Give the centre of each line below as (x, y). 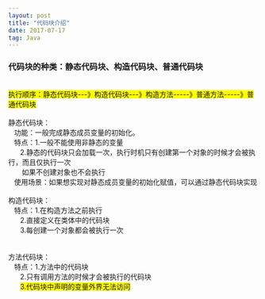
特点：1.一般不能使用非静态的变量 (69, 142)
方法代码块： (29, 257)
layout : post (30, 15)
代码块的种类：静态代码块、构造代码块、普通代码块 (106, 67)
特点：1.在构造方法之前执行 (58, 210)
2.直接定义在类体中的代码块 (65, 220)
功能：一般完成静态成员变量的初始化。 (77, 132)
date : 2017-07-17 (37, 30)
